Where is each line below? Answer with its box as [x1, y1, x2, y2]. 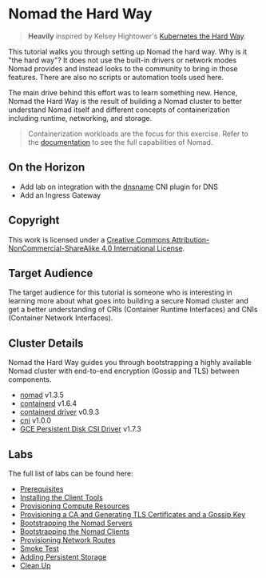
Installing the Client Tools [19, 493, 104, 502]
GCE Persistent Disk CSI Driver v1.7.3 [19, 424, 141, 434]
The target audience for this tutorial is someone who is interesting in [8, 287, 233, 297]
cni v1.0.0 [19, 415, 52, 425]
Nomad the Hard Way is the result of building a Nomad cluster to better [8, 96, 242, 106]
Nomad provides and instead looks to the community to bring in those [8, 63, 238, 73]
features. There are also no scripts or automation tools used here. [8, 72, 224, 82]
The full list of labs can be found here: [8, 469, 133, 478]
